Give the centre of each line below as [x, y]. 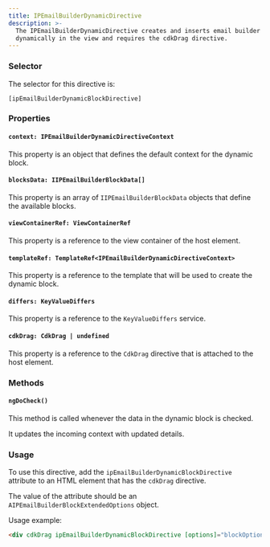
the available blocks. [42, 206]
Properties [29, 119]
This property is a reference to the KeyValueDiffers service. [107, 319]
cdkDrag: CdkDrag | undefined [59, 337]
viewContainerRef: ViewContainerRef [70, 223]
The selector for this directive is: [62, 84]
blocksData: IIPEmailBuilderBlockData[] [77, 180]
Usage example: [35, 520]
